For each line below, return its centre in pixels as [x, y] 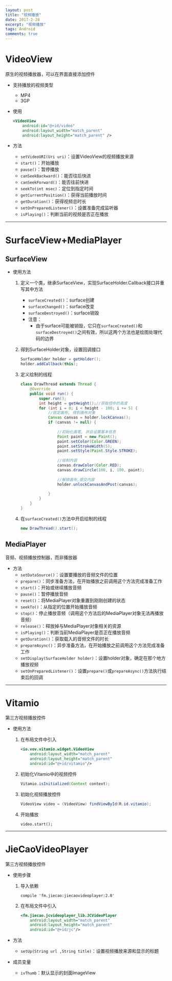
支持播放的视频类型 [33, 85]
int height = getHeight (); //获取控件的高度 [83, 403]
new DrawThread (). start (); [49, 528]
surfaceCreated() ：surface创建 [61, 300]
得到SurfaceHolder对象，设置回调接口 [60, 350]
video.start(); [36, 824]
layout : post [19, 10]
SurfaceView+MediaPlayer [63, 240]
